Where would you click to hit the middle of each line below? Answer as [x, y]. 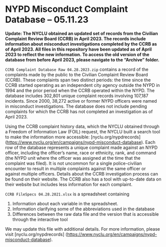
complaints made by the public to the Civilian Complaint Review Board [77, 74]
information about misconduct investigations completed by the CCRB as [81, 44]
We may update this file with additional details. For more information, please [83, 229]
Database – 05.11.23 [47, 20]
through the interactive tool [40, 219]
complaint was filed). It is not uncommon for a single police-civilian [74, 163]
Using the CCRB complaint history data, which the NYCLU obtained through [82, 126]
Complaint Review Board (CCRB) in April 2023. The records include [76, 39]
